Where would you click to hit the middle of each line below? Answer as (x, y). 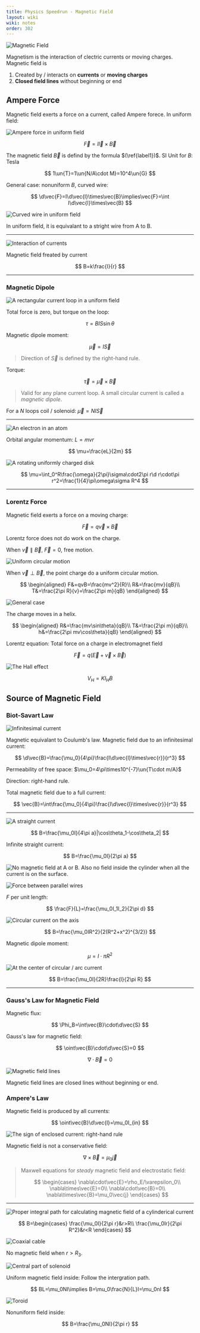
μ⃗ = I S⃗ (100, 347)
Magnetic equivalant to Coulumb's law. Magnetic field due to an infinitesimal (100, 740)
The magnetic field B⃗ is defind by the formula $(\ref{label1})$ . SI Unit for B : (100, 155)
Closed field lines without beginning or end (68, 81)
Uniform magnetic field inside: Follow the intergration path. (78, 1277)
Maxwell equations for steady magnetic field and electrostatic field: (103, 1170)
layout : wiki (22, 17)
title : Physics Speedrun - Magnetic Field (60, 12)
